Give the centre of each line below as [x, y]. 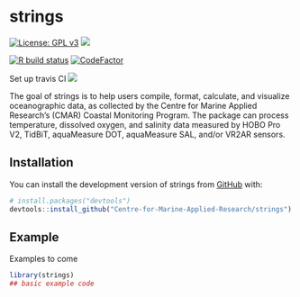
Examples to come [44, 259]
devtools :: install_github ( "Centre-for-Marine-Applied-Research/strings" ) [151, 209]
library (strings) [42, 275]
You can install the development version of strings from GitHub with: [136, 184]
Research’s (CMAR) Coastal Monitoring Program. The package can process [149, 115]
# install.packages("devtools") [70, 201]
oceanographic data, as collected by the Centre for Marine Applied [133, 105]
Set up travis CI [38, 78]
